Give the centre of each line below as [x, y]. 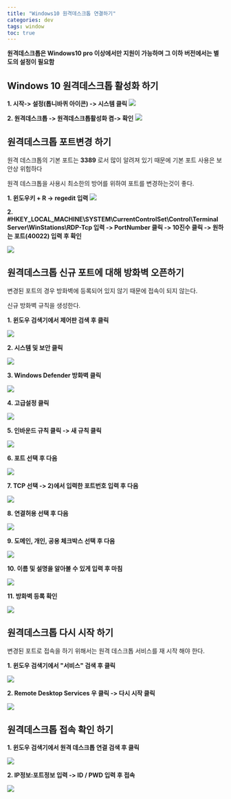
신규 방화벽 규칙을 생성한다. [44, 305]
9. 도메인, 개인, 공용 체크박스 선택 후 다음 [61, 541]
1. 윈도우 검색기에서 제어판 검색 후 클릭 [58, 320]
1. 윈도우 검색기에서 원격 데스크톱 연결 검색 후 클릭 [73, 748]
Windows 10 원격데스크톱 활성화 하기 [83, 86]
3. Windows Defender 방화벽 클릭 [54, 375]
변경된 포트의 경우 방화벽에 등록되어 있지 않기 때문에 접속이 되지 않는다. [102, 290]
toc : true [21, 33]
